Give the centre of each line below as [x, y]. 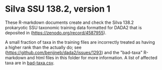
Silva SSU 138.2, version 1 [58, 9]
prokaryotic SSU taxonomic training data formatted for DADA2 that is [74, 27]
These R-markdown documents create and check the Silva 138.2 [69, 22]
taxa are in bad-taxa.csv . [30, 63]
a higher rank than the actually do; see [43, 47]
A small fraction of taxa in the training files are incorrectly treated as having [80, 42]
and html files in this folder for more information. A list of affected [92, 57]
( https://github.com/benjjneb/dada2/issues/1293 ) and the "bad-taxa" [74, 52]
